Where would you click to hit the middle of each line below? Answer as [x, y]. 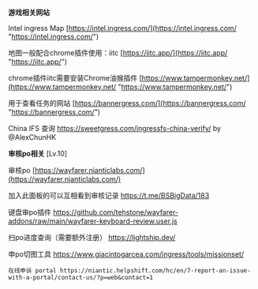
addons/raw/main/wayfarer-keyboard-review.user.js [93, 221]
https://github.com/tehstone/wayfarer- [116, 212]
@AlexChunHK [32, 137]
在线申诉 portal [32, 271]
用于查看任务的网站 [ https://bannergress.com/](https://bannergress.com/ [127, 103]
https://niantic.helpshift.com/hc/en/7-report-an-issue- [155, 271]
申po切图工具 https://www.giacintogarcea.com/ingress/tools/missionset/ [126, 254]
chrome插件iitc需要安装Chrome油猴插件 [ [75, 78]
